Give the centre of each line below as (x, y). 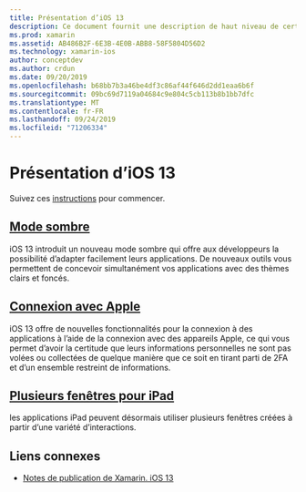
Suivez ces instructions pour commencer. (87, 198)
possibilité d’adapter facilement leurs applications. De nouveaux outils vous (151, 258)
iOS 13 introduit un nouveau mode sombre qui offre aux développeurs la (144, 249)
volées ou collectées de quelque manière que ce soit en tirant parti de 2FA (149, 357)
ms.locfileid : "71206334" (58, 128)
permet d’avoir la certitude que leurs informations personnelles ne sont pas (150, 348)
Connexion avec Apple (75, 307)
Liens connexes (55, 456)
